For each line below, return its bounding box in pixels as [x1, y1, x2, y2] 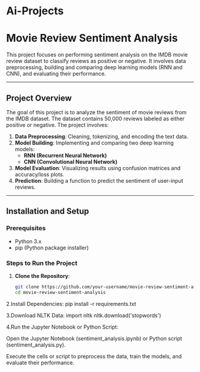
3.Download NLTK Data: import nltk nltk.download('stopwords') [6, 311, 161, 319]
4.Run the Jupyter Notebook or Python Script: [6, 323, 119, 330]
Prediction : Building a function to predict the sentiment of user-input [14, 177, 183, 184]
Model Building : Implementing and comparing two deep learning [14, 139, 174, 146]
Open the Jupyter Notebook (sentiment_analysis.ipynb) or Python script [6, 335, 183, 342]
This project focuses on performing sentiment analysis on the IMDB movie [6, 51, 188, 58]
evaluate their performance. [6, 359, 74, 366]
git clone [14, 284, 40, 290]
